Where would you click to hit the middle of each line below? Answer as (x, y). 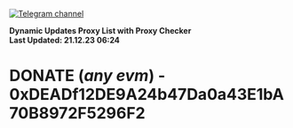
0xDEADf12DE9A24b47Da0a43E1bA (146, 95)
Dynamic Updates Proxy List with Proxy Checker (100, 30)
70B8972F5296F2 (77, 113)
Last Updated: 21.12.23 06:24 (64, 40)
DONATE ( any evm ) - (87, 76)
